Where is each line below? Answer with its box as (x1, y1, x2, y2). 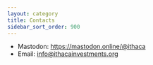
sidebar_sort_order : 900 (7, 23, 80, 30)
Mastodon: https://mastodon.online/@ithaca (17, 43, 146, 51)
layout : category (7, 10, 59, 17)
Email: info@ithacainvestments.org (17, 50, 118, 58)
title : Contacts (7, 17, 55, 24)
